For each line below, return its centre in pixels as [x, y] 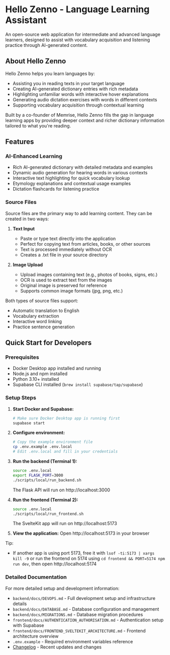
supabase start [29, 423]
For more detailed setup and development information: [62, 588]
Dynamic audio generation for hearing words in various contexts [80, 173]
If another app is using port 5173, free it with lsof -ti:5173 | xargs [83, 553]
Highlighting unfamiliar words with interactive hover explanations [80, 94]
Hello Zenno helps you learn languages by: [50, 73]
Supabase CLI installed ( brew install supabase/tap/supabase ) [78, 385]
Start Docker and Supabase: [43, 409]
